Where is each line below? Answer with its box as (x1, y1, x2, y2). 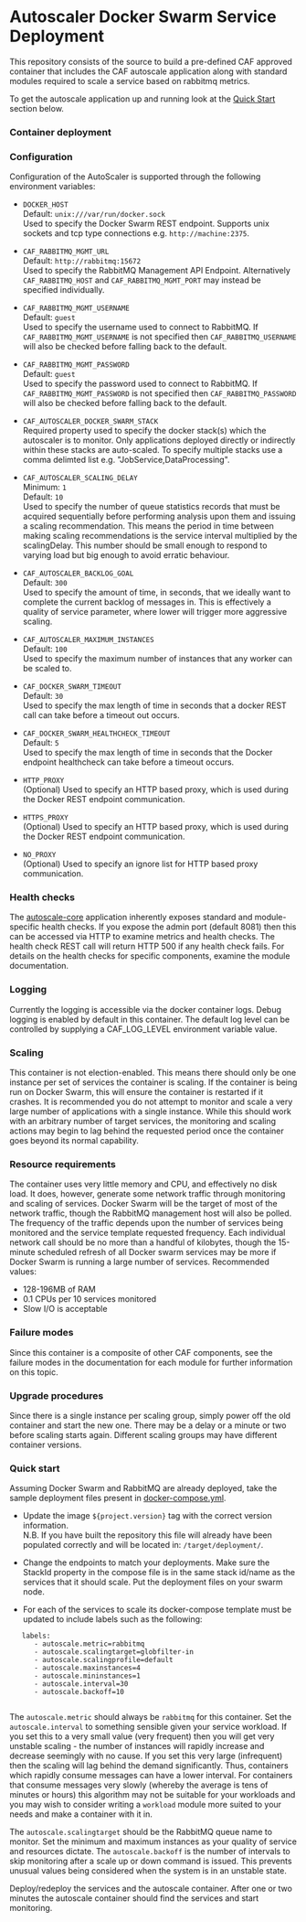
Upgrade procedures (9, 1389, 104, 1401)
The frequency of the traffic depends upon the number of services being (9, 1218, 284, 1229)
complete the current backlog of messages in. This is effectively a (22, 596, 272, 607)
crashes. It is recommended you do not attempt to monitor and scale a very (9, 1096, 293, 1108)
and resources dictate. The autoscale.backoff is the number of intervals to (9, 1846, 290, 1857)
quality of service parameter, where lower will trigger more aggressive (22, 607, 288, 617)
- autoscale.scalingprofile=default (33, 1656, 174, 1665)
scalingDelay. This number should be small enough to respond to (22, 540, 268, 551)
